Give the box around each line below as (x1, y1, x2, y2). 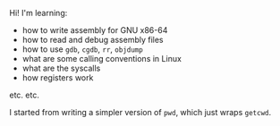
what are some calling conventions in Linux (21, 54, 182, 63)
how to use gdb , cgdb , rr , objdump (21, 44, 143, 55)
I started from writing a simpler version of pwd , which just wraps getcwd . (9, 107, 271, 117)
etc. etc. (9, 89, 40, 100)
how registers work (21, 72, 94, 83)
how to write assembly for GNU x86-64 (21, 25, 168, 35)
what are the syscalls (21, 63, 101, 73)
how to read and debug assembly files (21, 35, 164, 45)
